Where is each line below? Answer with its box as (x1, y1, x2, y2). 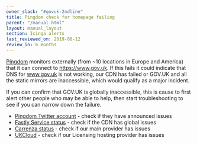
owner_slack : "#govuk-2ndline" (6, 8, 83, 15)
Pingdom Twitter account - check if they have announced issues (14, 112, 173, 119)
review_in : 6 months (6, 42, 57, 48)
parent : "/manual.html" (6, 20, 65, 25)
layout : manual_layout (6, 25, 62, 31)
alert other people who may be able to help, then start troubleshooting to (6, 94, 183, 101)
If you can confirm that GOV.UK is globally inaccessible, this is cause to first (6, 88, 191, 95)
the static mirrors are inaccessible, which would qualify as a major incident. (6, 76, 190, 84)
